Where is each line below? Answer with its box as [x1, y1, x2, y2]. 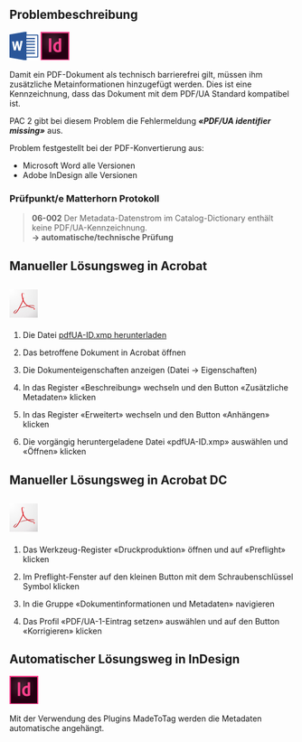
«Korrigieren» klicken [22, 625, 102, 636]
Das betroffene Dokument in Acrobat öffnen [22, 347, 187, 358]
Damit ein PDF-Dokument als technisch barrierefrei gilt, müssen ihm [9, 69, 263, 80]
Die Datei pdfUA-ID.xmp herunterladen [22, 330, 167, 341]
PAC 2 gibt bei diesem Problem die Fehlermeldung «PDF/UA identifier [9, 115, 271, 126]
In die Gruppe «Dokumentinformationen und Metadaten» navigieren [22, 598, 275, 609]
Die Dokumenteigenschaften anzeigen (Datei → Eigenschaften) [22, 365, 258, 376]
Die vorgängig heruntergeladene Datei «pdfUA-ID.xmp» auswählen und [22, 437, 288, 447]
